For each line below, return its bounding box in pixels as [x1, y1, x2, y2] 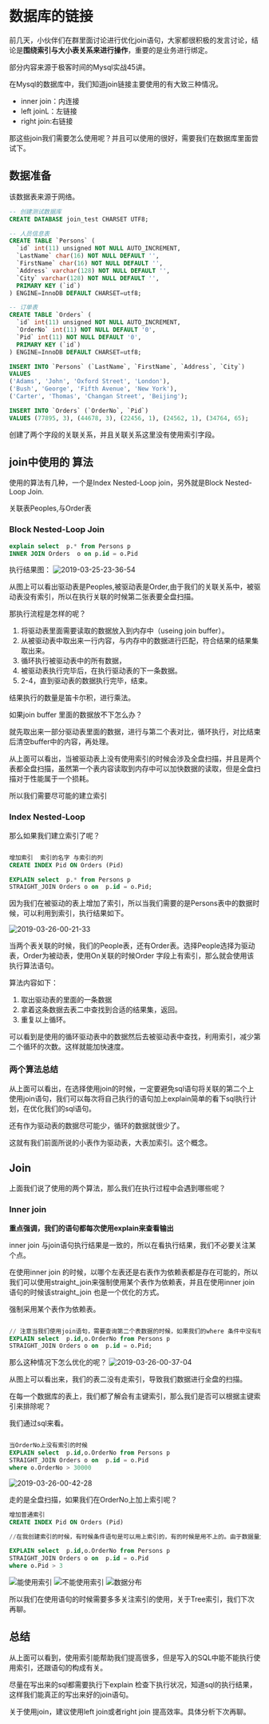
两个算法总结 [9, 1064, 59, 1075]
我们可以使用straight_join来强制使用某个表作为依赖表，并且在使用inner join [9, 1277, 255, 1286]
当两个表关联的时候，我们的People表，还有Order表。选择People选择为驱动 [9, 941, 255, 950]
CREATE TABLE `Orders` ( [9, 311, 92, 319]
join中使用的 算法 [9, 455, 94, 469]
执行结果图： [9, 565, 51, 574]
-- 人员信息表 [9, 230, 50, 238]
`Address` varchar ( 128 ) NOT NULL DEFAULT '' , [16, 266, 171, 274]
